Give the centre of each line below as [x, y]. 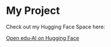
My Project [33, 11]
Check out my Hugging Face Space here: [56, 27]
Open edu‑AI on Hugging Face [43, 38]
